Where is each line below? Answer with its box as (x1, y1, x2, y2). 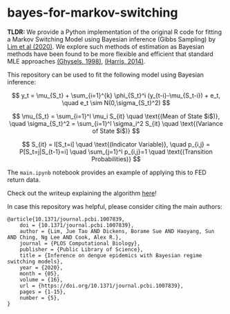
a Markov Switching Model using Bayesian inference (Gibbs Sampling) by (7, 35, 216, 43)
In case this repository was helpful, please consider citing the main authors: (7, 202, 222, 210)
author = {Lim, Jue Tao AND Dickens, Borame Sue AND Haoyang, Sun (19, 228, 215, 234)
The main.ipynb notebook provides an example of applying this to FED (7, 168, 207, 176)
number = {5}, (19, 294, 60, 302)
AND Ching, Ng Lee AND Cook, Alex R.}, (7, 234, 122, 241)
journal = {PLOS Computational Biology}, (19, 240, 140, 247)
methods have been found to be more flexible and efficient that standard (7, 50, 214, 58)
